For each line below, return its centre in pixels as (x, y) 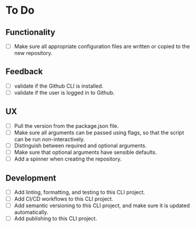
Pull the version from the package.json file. (66, 126)
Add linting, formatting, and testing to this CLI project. (80, 192)
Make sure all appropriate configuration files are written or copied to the (102, 46)
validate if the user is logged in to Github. (64, 92)
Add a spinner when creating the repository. (68, 159)
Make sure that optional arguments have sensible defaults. (86, 152)
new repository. (33, 53)
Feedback (24, 72)
